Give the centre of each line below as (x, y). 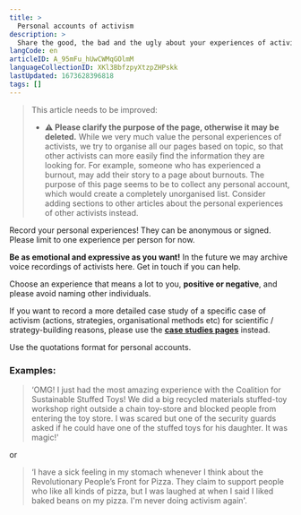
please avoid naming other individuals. (80, 293)
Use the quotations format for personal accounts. (100, 347)
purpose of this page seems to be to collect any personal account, (167, 184)
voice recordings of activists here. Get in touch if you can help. (125, 266)
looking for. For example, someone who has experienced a (153, 165)
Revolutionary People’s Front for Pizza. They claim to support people (158, 481)
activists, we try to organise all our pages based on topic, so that (164, 146)
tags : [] (26, 84)
